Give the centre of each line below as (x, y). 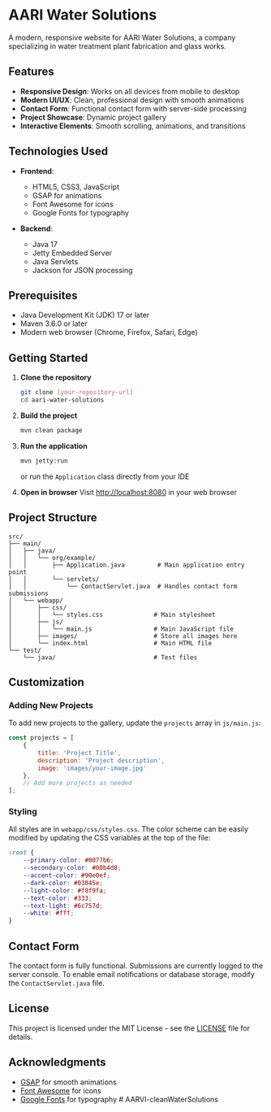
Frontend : (37, 171)
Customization (47, 682)
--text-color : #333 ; (58, 898)
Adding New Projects (51, 705)
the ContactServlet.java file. (57, 983)
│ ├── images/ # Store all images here (123, 636)
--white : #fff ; (49, 913)
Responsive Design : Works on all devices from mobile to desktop (130, 91)
